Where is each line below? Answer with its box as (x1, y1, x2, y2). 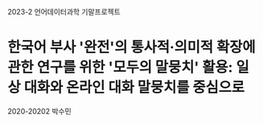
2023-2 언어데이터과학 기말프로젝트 (7, 7, 121, 16)
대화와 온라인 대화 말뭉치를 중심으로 (23, 79, 245, 96)
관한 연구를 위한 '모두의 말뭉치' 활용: (7, 59, 233, 76)
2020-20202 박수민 (7, 106, 72, 116)
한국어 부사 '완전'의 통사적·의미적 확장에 (7, 39, 256, 56)
